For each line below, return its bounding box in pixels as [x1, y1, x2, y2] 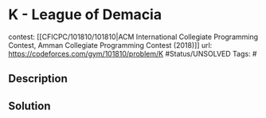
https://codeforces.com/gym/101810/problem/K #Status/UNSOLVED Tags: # [8, 49, 257, 58]
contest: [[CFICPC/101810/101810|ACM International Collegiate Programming [8, 32, 259, 41]
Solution [8, 99, 51, 112]
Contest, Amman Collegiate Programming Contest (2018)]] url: [8, 40, 213, 49]
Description [8, 72, 68, 85]
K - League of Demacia [8, 6, 162, 24]
